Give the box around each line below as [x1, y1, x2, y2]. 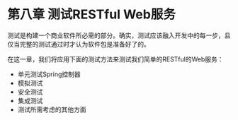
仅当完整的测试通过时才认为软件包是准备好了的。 [7, 40, 150, 48]
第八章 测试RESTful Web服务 [7, 6, 176, 23]
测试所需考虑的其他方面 [17, 105, 86, 114]
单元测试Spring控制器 [17, 70, 81, 78]
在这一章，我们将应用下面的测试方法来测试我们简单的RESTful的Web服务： [7, 54, 225, 64]
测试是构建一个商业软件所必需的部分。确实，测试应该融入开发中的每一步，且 [7, 31, 231, 40]
